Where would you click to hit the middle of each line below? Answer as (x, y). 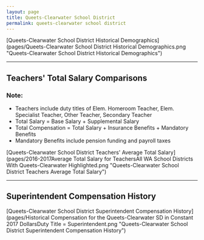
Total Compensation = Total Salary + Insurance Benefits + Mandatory (102, 128)
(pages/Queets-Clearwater (40, 47)
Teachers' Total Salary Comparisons (77, 78)
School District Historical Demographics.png (131, 47)
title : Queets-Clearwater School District (61, 18)
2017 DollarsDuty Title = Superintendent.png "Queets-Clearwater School (97, 224)
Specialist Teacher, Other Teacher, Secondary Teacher (83, 115)
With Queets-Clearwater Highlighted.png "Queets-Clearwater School (93, 165)
